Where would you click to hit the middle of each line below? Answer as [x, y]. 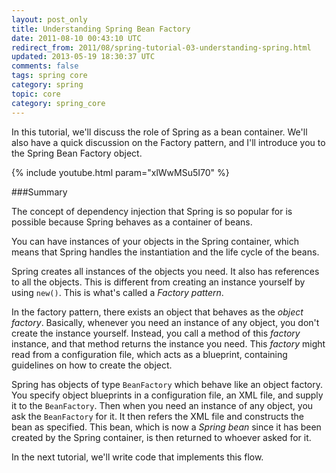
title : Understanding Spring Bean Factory [101, 29]
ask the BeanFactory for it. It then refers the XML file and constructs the [157, 416]
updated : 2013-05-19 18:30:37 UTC [83, 57]
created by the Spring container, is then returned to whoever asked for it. [161, 437]
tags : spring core [49, 76]
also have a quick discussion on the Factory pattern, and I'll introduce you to [168, 142]
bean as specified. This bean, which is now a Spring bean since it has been [166, 427]
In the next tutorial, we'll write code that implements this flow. [137, 457]
